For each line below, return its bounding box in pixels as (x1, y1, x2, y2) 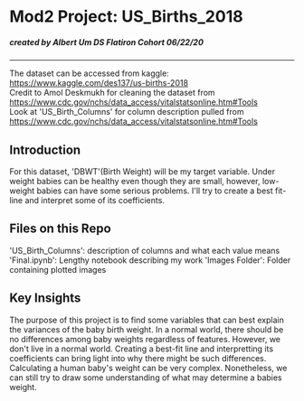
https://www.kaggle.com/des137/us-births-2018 (9, 78, 188, 89)
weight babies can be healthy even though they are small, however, (9, 175, 261, 186)
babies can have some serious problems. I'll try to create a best (36, 185, 273, 196)
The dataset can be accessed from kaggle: (9, 68, 169, 79)
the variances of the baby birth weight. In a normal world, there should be (9, 323, 284, 335)
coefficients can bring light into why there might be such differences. (9, 352, 267, 363)
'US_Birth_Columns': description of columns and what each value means (9, 245, 280, 256)
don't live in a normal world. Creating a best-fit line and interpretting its (9, 343, 274, 354)
